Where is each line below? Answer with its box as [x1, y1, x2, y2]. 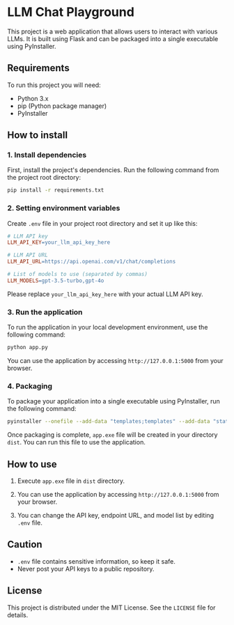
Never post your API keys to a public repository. [17, 564, 155, 573]
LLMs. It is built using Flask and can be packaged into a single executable [7, 34, 219, 43]
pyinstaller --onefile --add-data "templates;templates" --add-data [7, 418, 210, 425]
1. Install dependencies [7, 151, 87, 160]
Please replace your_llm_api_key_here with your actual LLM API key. [7, 290, 203, 298]
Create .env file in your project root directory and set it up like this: [7, 219, 198, 227]
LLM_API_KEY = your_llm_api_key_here [7, 239, 111, 246]
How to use [7, 458, 57, 470]
